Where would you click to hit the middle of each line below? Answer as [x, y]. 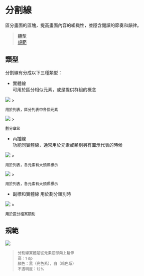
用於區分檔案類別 [21, 214]
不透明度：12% [31, 269]
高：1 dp [25, 258]
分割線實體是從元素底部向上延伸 [46, 253]
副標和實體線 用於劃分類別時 [42, 194]
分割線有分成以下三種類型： [34, 72]
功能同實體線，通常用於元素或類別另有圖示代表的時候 [67, 145]
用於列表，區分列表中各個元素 [32, 109]
